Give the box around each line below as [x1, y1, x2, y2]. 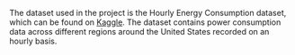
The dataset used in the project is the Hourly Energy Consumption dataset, [9, 8, 287, 18]
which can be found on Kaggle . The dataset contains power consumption [9, 17, 282, 27]
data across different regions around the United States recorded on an [9, 27, 270, 36]
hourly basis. [9, 35, 58, 46]
